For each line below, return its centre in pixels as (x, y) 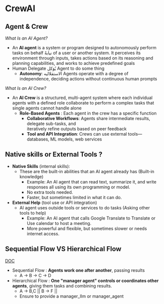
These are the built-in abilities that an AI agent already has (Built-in (87, 171)
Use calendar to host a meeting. (59, 223)
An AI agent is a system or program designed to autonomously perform (84, 48)
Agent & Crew (26, 27)
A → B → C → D (35, 275)
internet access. (43, 233)
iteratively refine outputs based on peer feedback (77, 129)
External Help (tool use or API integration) (55, 203)
